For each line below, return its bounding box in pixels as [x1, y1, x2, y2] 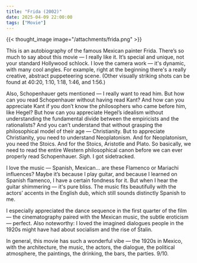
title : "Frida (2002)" [6, 8, 62, 15]
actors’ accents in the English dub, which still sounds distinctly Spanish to [6, 190, 186, 197]
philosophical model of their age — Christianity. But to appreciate [6, 128, 165, 135]
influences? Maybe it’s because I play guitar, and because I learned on [6, 171, 177, 178]
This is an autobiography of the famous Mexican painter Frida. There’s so [6, 47, 185, 54]
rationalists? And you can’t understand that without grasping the [6, 122, 163, 129]
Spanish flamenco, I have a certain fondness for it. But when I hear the [6, 177, 178, 184]
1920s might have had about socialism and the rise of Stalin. [6, 226, 153, 233]
